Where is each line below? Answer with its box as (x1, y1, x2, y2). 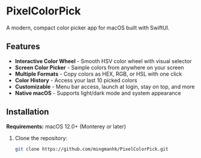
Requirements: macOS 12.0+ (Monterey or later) (6, 123, 127, 130)
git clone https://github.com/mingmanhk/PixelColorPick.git (14, 146, 169, 152)
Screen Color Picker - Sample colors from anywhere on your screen (14, 64, 184, 71)
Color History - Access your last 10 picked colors (14, 76, 137, 84)
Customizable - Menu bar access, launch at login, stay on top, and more (14, 83, 195, 90)
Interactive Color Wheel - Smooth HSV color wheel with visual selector (14, 57, 192, 64)
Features (6, 41, 40, 52)
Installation (6, 107, 49, 117)
